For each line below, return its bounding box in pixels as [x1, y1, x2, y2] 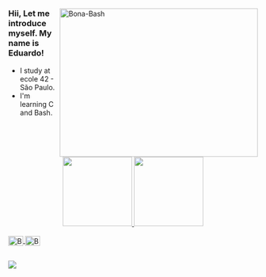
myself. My [8, 28, 52, 39]
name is [8, 38, 40, 49]
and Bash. [19, 108, 53, 117]
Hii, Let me [8, 8, 50, 19]
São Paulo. [19, 82, 55, 92]
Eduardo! [8, 47, 45, 59]
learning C [19, 99, 54, 108]
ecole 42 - [19, 74, 54, 83]
